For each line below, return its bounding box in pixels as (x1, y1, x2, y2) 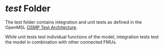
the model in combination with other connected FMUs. (5, 39, 117, 45)
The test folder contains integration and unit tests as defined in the (5, 19, 142, 25)
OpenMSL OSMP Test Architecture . (5, 24, 78, 30)
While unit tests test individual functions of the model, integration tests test (5, 34, 159, 40)
